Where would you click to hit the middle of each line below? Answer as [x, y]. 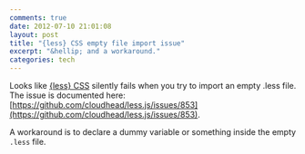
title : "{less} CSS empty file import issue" [97, 43]
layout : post [34, 34]
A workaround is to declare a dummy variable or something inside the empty [153, 132]
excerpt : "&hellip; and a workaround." [85, 52]
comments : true [38, 18]
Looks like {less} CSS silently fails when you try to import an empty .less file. [153, 86]
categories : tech [42, 60]
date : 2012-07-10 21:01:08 [61, 26]
